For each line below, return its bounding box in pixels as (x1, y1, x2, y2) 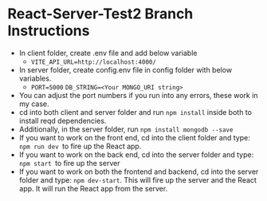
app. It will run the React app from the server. (18, 183, 168, 193)
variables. (18, 73, 52, 83)
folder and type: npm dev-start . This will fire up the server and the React (18, 175, 257, 184)
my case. (18, 99, 49, 108)
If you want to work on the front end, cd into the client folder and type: (18, 132, 250, 142)
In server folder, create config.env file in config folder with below (18, 65, 233, 74)
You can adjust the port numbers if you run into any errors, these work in (18, 90, 258, 100)
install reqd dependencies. (18, 116, 107, 125)
